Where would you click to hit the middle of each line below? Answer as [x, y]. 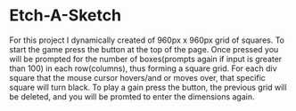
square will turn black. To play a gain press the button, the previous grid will [148, 87]
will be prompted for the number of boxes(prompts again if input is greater [146, 59]
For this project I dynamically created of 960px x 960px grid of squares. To [147, 40]
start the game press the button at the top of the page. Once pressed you [144, 49]
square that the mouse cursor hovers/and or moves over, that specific [137, 77]
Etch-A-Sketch [66, 16]
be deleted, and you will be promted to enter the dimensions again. [132, 96]
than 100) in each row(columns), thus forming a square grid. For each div [144, 68]
